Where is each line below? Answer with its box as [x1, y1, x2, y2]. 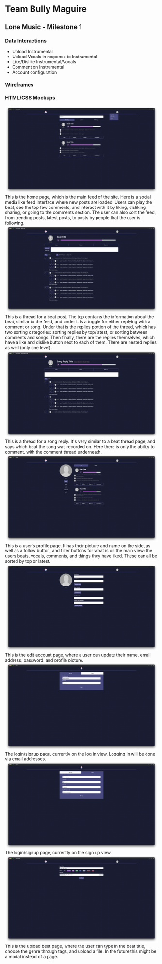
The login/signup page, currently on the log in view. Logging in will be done [5, 751, 156, 756]
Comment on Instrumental [12, 64, 65, 70]
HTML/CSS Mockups [5, 94, 56, 101]
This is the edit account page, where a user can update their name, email [5, 652, 151, 658]
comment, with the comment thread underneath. [5, 449, 102, 454]
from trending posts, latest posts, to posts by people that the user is [5, 215, 141, 221]
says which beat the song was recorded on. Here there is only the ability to [5, 443, 155, 449]
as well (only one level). [5, 344, 52, 350]
